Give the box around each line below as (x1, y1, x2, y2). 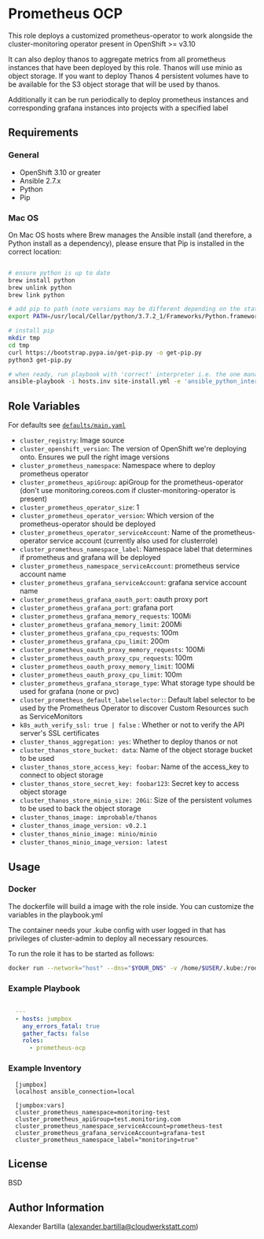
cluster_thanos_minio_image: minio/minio (19, 830, 157, 839)
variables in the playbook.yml (8, 910, 104, 919)
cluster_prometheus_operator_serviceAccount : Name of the (19, 528, 212, 537)
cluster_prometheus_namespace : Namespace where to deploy (19, 461, 216, 470)
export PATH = (8, 313, 51, 321)
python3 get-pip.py (8, 356, 72, 364)
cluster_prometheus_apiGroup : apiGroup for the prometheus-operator (19, 477, 244, 487)
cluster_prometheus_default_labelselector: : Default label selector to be (19, 695, 255, 705)
